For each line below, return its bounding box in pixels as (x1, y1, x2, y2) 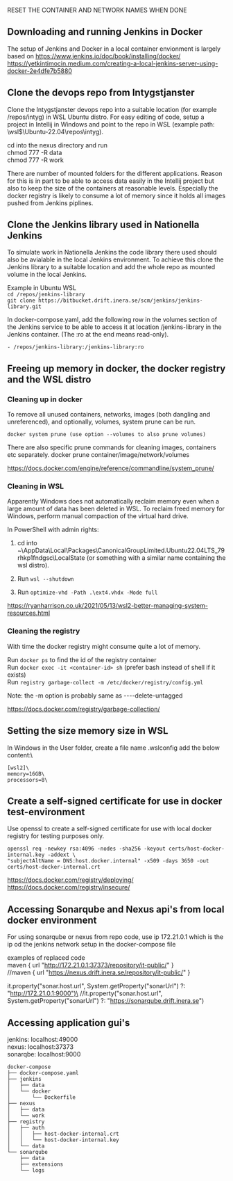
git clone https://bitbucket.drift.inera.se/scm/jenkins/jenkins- (7, 297, 203, 305)
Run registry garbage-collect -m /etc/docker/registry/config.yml (7, 677, 203, 686)
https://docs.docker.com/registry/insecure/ (7, 883, 130, 892)
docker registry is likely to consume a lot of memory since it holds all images (7, 191, 226, 200)
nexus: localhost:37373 (7, 1043, 74, 1051)
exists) (7, 670, 26, 679)
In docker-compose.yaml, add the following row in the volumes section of (7, 316, 217, 324)
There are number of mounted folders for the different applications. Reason (7, 169, 223, 177)
